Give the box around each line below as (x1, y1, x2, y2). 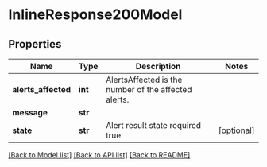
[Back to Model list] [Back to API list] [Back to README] (8, 150, 191, 160)
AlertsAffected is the (106, 74, 183, 85)
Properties (8, 37, 62, 51)
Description (135, 61, 181, 72)
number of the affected (106, 84, 192, 95)
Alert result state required (106, 120, 201, 130)
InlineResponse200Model (8, 6, 183, 24)
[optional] (218, 125, 255, 136)
